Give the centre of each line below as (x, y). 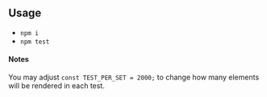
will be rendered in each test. (56, 86)
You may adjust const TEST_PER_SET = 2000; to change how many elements (134, 77)
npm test (35, 42)
